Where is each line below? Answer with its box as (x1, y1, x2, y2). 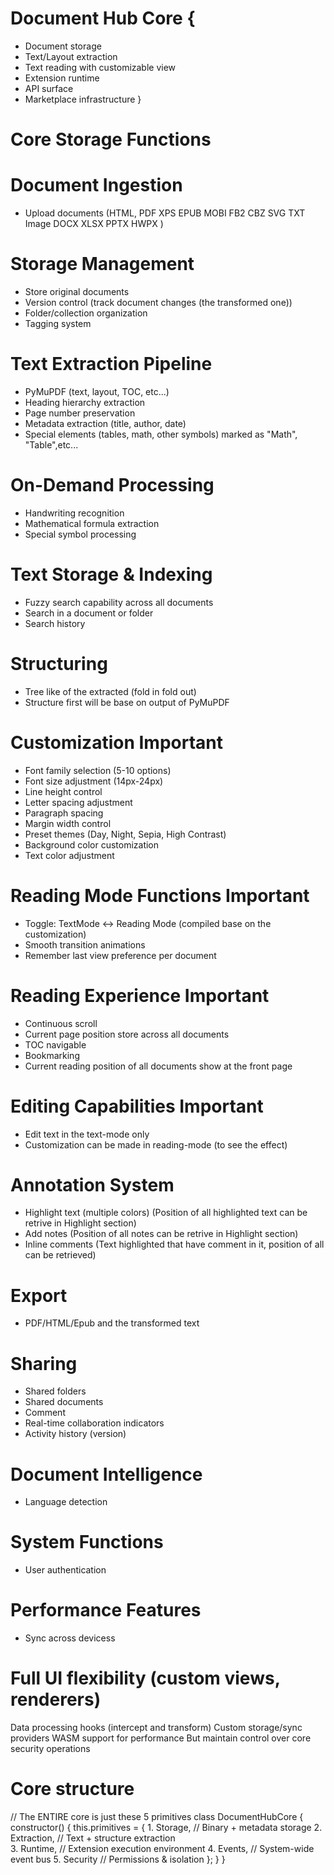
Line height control (24, 785, 103, 797)
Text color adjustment (24, 849, 115, 861)
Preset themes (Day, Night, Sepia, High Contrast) (24, 828, 227, 840)
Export (10, 1284, 68, 1307)
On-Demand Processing (10, 474, 215, 497)
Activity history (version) (24, 1428, 127, 1440)
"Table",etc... (24, 438, 79, 451)
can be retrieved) (24, 1249, 97, 1261)
